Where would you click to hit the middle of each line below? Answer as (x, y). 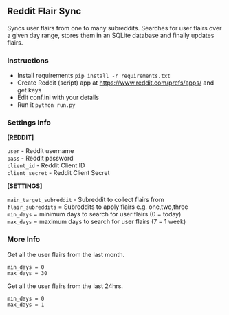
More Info (24, 239)
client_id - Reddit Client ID (46, 165)
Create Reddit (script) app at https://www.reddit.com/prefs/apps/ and (116, 83)
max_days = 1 (26, 305)
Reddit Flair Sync (44, 11)
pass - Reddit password (40, 159)
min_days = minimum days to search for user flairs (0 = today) (94, 214)
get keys (29, 90)
